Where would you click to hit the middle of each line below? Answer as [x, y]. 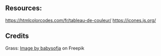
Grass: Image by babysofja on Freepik [45, 48]
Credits [17, 36]
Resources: [24, 8]
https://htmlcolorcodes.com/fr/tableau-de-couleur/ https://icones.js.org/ [80, 20]
